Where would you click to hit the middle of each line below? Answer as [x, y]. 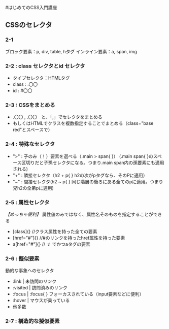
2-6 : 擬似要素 [22, 258]
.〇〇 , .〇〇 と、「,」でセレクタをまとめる [57, 117]
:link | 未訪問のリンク [35, 281]
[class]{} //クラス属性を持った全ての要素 [55, 231]
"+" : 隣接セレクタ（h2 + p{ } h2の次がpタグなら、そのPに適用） [80, 175]
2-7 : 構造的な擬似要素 [32, 321]
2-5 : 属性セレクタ [27, 202]
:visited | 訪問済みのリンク [40, 288]
